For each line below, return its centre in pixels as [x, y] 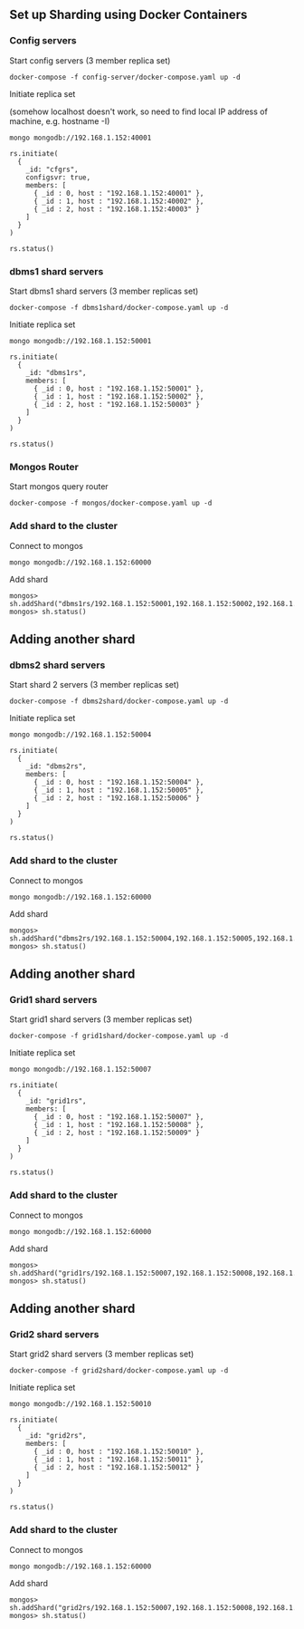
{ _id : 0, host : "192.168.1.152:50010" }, [119, 1452]
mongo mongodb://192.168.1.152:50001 [81, 341]
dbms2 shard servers [57, 665]
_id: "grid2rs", [57, 1436]
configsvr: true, [58, 177]
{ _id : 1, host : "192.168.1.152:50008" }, [119, 1125]
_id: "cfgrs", [52, 169]
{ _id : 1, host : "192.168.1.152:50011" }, [119, 1460]
